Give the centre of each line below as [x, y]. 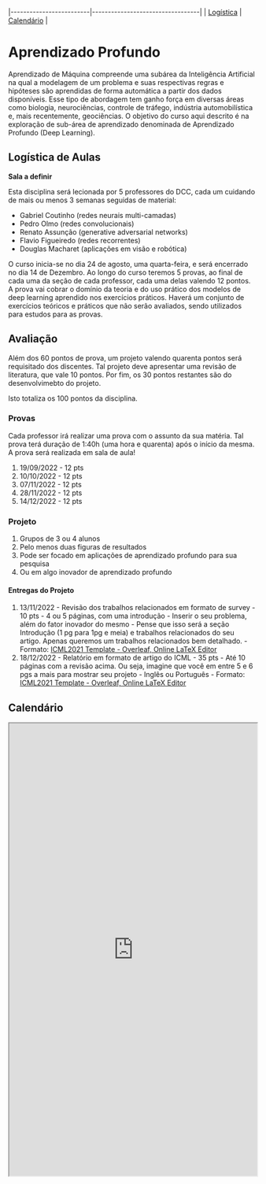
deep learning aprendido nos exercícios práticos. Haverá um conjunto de [126, 297]
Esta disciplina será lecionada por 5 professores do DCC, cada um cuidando [132, 191]
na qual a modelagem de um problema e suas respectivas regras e [116, 82]
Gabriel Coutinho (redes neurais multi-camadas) [98, 215]
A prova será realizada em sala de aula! [72, 452]
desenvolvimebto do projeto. [55, 383]
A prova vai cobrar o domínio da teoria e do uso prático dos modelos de [125, 289]
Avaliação [33, 339]
